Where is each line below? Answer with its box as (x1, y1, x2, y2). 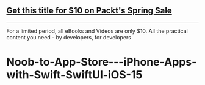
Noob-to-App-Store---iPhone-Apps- (6, 55, 197, 69)
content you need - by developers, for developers (6, 33, 131, 41)
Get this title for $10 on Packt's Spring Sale (6, 5, 172, 16)
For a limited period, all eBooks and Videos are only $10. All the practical (6, 27, 188, 35)
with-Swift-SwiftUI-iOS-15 (6, 68, 143, 81)
